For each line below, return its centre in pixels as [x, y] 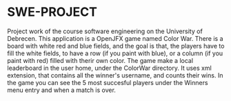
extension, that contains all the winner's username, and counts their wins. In [115, 75]
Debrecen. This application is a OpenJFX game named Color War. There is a [115, 38]
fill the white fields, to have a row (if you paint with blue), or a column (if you [115, 53]
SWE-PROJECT [52, 12]
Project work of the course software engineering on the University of [105, 31]
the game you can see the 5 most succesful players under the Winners [108, 82]
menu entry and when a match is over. [61, 90]
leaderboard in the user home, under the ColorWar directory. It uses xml [109, 68]
